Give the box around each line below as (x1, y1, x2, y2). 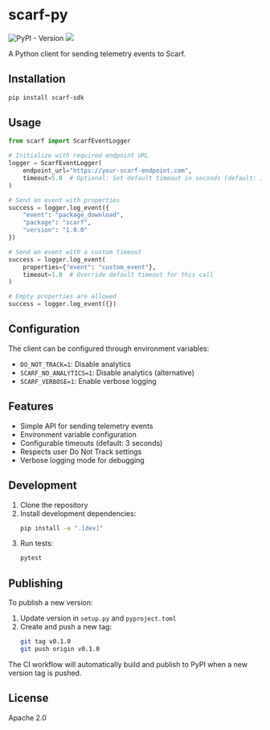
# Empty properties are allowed (8, 292, 117, 301)
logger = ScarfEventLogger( (8, 159, 103, 167)
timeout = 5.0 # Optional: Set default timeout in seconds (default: (22, 174, 257, 182)
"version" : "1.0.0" (22, 226, 88, 234)
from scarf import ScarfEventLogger (8, 137, 131, 146)
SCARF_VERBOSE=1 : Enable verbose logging (19, 376, 157, 386)
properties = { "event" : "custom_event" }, (22, 263, 157, 271)
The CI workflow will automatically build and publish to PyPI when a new (8, 659, 247, 669)
